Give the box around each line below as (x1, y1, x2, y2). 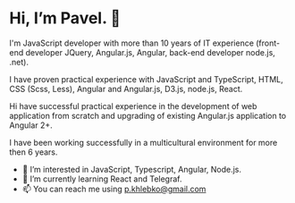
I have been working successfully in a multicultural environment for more (9, 137, 278, 148)
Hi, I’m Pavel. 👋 (9, 8, 122, 29)
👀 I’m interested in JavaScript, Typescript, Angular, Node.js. (21, 164, 242, 174)
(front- (256, 38, 281, 48)
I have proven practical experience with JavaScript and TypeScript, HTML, (9, 73, 283, 84)
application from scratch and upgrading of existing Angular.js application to (9, 110, 287, 121)
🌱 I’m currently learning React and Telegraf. (21, 173, 182, 184)
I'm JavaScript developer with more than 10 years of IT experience (9, 38, 255, 48)
